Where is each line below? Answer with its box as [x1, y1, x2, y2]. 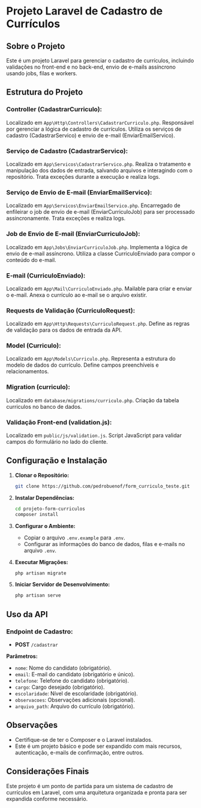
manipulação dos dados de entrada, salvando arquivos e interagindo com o [6, 167, 193, 174]
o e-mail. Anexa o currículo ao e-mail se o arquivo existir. [6, 291, 148, 299]
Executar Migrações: [14, 558, 68, 565]
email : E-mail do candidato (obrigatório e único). [14, 670, 135, 678]
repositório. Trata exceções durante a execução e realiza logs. [6, 173, 160, 180]
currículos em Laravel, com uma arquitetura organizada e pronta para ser [6, 789, 187, 796]
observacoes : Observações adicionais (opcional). [14, 696, 136, 703]
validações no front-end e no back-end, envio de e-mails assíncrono [6, 63, 176, 70]
